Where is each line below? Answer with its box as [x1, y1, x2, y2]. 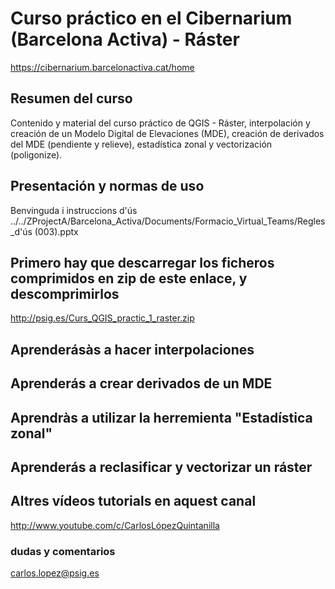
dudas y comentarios [10, 544, 116, 558]
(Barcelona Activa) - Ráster [10, 28, 240, 51]
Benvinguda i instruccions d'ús [10, 204, 138, 216]
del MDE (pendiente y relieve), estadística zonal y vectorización [10, 138, 273, 150]
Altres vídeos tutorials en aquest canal [10, 493, 257, 510]
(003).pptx [34, 225, 79, 237]
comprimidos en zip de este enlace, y [10, 270, 248, 287]
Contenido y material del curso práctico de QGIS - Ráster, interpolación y [10, 117, 311, 129]
